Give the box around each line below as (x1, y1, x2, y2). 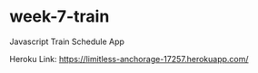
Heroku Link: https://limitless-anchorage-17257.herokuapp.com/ (9, 53, 249, 64)
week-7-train (9, 6, 110, 27)
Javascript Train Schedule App (9, 36, 125, 47)
